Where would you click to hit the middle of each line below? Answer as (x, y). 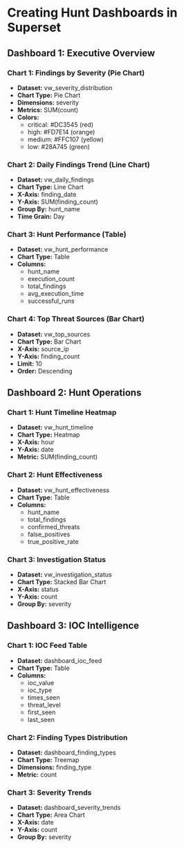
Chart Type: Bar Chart (49, 342)
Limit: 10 (30, 363)
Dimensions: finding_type (54, 768)
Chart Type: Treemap (48, 760)
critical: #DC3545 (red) (61, 124)
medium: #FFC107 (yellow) (65, 139)
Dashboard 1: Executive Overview (81, 53)
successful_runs (51, 301)
